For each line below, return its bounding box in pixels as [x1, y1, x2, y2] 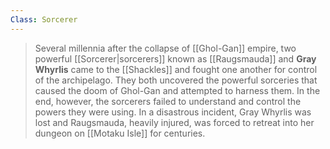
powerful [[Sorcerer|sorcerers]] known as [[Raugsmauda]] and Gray [34, 52, 317, 65]
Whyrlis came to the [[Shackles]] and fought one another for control [34, 63, 318, 75]
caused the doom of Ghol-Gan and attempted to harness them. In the [34, 84, 321, 96]
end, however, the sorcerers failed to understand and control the [34, 95, 302, 107]
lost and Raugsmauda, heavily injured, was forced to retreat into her [34, 116, 315, 128]
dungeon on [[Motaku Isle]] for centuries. [34, 127, 206, 139]
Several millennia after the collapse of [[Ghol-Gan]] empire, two [34, 42, 297, 54]
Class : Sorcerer [10, 14, 78, 25]
